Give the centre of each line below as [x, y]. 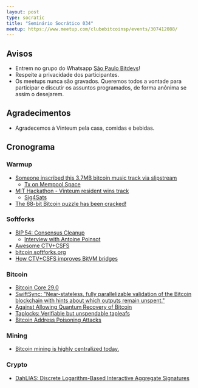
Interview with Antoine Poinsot [62, 239]
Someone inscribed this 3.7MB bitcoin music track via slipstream [96, 178]
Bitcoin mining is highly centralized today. [67, 349]
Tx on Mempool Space [52, 184]
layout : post [23, 12]
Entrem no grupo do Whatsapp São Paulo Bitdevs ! [78, 68]
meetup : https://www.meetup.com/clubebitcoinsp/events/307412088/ [92, 29]
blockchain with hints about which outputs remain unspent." [90, 301]
